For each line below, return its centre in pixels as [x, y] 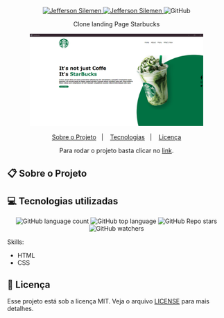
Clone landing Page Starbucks [117, 24]
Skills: [16, 242]
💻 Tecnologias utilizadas [63, 201]
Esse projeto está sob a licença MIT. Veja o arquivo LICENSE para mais [109, 301]
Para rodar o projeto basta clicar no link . [117, 151]
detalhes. [20, 309]
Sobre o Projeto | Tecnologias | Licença [117, 137]
